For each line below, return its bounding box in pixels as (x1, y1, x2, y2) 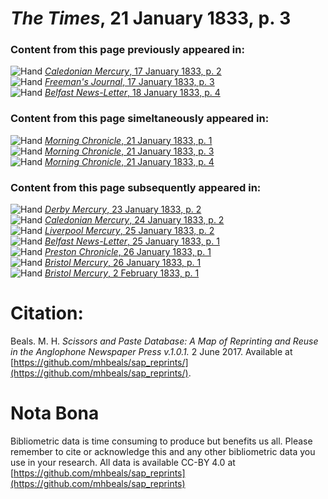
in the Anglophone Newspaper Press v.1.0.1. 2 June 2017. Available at (10, 346, 293, 358)
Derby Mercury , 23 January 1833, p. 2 (44, 203, 202, 216)
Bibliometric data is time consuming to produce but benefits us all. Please (10, 435, 313, 447)
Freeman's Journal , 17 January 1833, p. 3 (44, 76, 215, 88)
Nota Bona (10, 402, 100, 425)
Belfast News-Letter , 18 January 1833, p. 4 (44, 87, 221, 99)
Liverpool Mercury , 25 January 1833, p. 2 (44, 225, 215, 237)
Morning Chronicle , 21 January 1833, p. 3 (44, 145, 215, 157)
